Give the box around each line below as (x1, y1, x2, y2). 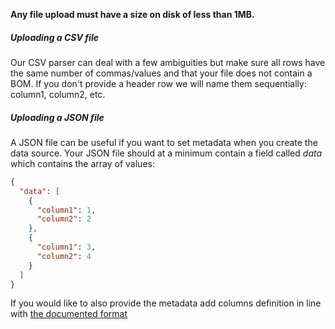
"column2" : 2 (36, 214, 92, 224)
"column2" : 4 (36, 251, 92, 261)
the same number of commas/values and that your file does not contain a (10, 67, 313, 79)
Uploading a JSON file (10, 111, 105, 123)
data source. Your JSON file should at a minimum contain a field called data (10, 147, 323, 159)
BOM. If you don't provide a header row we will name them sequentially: (10, 77, 307, 89)
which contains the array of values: (10, 157, 155, 169)
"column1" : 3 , (36, 242, 97, 253)
